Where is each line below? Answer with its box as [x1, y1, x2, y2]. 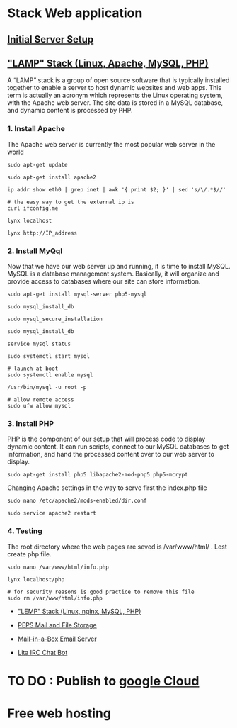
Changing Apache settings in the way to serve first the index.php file [7, 483, 207, 492]
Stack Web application [7, 5, 143, 21]
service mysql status [7, 340, 71, 347]
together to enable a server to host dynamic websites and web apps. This [7, 84, 221, 92]
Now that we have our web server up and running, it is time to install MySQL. [7, 262, 231, 270]
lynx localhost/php [7, 576, 65, 583]
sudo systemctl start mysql [7, 352, 91, 359]
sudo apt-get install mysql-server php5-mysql [7, 291, 147, 298]
